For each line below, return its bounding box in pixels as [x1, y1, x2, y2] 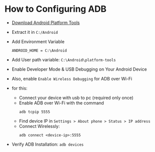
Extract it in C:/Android [11, 29, 58, 35]
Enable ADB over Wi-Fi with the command [19, 100, 104, 106]
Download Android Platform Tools [11, 20, 80, 25]
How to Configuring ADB [4, 3, 106, 15]
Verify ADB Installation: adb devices [11, 141, 84, 147]
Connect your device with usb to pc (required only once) [19, 95, 133, 101]
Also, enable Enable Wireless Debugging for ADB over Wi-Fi [11, 76, 132, 81]
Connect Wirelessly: [19, 123, 60, 129]
